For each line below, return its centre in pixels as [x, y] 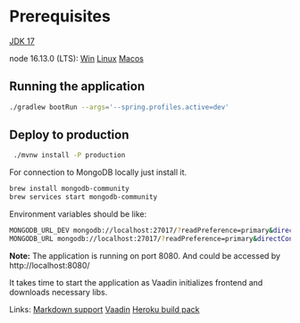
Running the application [77, 87]
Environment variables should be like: [78, 214]
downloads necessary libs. [58, 292]
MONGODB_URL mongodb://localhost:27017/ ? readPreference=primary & [133, 238]
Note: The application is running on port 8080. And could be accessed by [145, 255]
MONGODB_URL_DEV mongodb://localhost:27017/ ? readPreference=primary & [142, 231]
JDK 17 [22, 41]
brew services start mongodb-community [83, 197]
